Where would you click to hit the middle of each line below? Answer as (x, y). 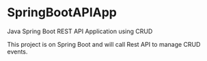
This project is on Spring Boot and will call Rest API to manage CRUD (104, 44)
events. (17, 52)
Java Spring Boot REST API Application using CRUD (80, 31)
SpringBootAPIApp (62, 13)
